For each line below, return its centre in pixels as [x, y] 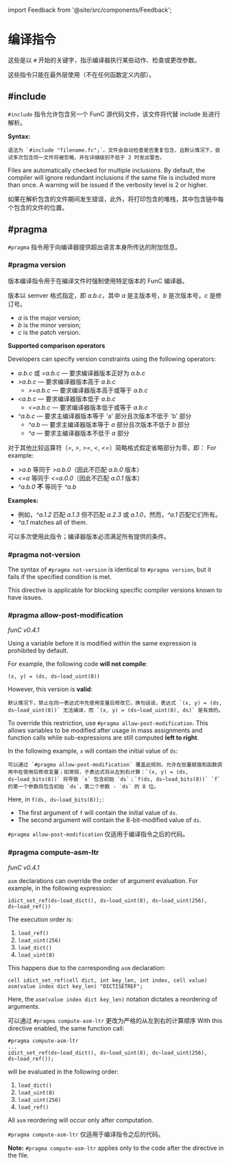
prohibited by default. [38, 650]
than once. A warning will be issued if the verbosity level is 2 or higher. [108, 185]
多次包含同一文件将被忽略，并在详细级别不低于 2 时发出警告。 [89, 157]
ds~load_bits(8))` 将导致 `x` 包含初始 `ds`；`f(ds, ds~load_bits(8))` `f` [114, 779]
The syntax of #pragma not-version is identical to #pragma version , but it [110, 569]
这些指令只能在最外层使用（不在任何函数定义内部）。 [81, 74]
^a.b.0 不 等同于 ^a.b [47, 486]
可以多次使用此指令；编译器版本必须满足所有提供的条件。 [89, 536]
